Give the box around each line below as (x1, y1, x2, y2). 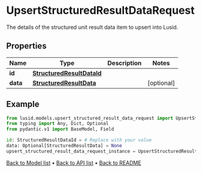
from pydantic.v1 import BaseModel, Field (6, 126, 114, 132)
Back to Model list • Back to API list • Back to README (6, 159, 141, 166)
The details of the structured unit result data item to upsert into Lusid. (6, 23, 179, 31)
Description (107, 58, 142, 67)
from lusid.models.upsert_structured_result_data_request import (6, 115, 173, 121)
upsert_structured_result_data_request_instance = (6, 148, 136, 154)
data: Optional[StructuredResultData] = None (6, 143, 122, 149)
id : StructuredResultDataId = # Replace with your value (6, 137, 152, 143)
